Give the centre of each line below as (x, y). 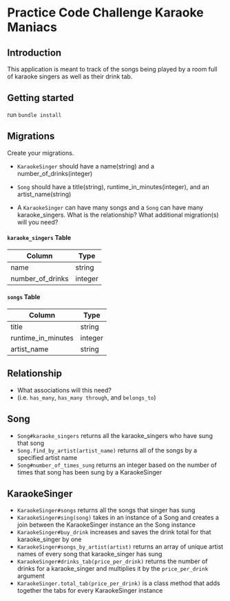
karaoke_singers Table (39, 238)
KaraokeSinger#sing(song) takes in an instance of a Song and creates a (118, 518)
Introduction (34, 53)
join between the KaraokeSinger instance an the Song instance (106, 525)
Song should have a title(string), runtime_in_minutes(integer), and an (113, 186)
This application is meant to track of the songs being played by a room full (112, 69)
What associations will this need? (64, 390)
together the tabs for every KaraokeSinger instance (90, 591)
